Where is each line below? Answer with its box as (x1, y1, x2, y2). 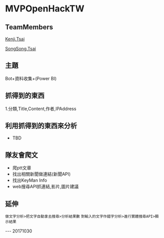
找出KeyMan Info (12, 177, 47, 183)
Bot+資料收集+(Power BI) (5, 75, 57, 81)
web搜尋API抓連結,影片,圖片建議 (12, 184, 79, 190)
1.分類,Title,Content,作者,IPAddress (5, 106, 77, 112)
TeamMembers (5, 23, 53, 31)
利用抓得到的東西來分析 (5, 121, 77, 130)
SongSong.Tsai (5, 46, 36, 51)
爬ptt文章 (12, 165, 31, 171)
